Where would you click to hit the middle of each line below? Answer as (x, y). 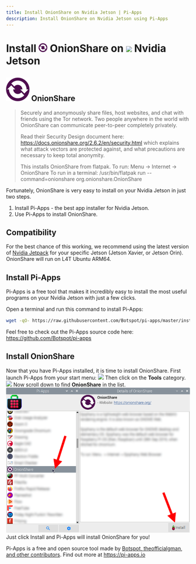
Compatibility (31, 232)
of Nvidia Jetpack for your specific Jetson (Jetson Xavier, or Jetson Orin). (95, 253)
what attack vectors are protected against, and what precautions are (103, 149)
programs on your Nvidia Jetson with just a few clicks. (71, 298)
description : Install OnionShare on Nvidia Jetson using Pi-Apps (87, 18)
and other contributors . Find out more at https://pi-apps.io (76, 555)
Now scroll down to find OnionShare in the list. (69, 385)
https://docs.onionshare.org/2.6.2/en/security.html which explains (100, 142)
